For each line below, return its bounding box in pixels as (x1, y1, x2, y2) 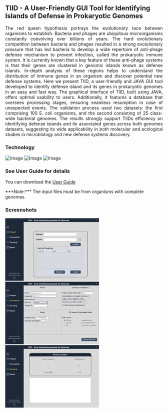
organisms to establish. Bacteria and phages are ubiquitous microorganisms (5, 30, 163, 36)
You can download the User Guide (5, 179, 76, 185)
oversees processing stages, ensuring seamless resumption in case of (5, 99, 163, 105)
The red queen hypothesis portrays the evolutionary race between (5, 25, 163, 31)
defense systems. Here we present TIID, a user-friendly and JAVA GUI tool (5, 78, 163, 84)
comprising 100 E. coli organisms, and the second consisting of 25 (5, 110, 148, 116)
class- (149, 110, 163, 116)
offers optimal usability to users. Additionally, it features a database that (5, 94, 163, 100)
